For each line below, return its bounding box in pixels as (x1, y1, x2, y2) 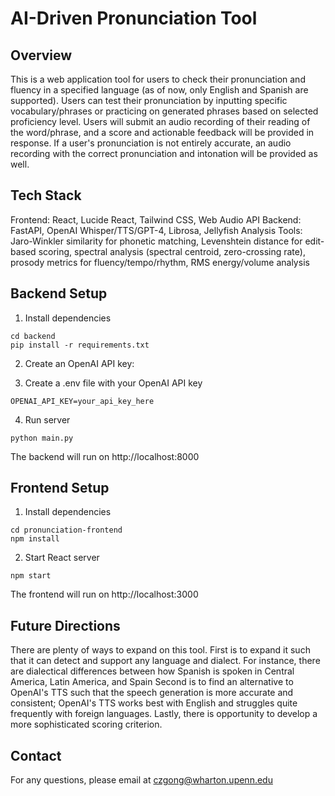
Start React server (24, 552, 100, 564)
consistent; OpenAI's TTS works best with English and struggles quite (10, 697, 298, 709)
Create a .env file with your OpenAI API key (24, 377, 203, 389)
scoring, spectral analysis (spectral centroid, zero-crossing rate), (38, 245, 306, 257)
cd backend (10, 331, 56, 341)
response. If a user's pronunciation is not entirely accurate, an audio (10, 137, 292, 149)
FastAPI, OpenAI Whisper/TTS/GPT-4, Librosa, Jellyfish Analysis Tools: (10, 224, 303, 236)
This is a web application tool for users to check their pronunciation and (10, 73, 306, 85)
